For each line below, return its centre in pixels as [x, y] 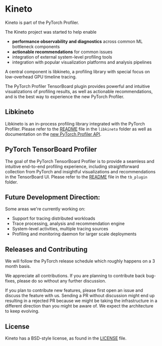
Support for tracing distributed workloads [54, 219]
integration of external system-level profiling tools [62, 57]
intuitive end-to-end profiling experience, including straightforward [72, 166]
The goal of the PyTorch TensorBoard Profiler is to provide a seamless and [80, 161]
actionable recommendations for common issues [62, 52]
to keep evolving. [22, 311]
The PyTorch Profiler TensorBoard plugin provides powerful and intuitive [77, 86]
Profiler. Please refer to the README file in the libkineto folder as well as [79, 129]
